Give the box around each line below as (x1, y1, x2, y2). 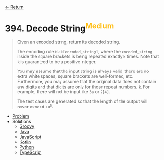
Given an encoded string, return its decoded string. (17, 39, 121, 45)
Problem (12, 113, 29, 119)
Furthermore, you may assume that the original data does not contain (17, 79, 157, 85)
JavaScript (19, 134, 41, 140)
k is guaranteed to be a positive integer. (17, 59, 97, 65)
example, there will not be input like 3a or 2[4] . (17, 89, 111, 95)
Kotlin (19, 139, 31, 145)
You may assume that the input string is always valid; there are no (17, 68, 149, 74)
